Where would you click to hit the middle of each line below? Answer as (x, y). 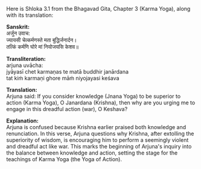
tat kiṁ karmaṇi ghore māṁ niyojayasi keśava (63, 78)
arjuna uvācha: (25, 65)
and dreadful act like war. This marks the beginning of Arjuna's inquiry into (99, 146)
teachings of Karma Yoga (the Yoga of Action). (64, 159)
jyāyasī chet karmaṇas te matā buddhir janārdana (67, 72)
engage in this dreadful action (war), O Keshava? (67, 109)
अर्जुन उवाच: (18, 33)
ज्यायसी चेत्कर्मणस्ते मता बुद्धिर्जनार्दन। (42, 40)
